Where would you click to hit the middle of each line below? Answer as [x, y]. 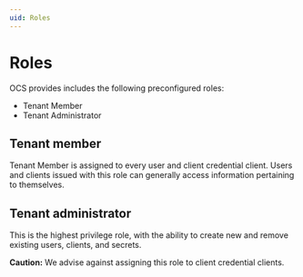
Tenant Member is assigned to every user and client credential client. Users [151, 165]
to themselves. [37, 185]
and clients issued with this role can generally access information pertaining [152, 175]
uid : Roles [30, 18]
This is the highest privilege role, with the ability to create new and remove [149, 235]
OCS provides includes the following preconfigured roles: [117, 88]
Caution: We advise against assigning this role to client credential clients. [147, 262]
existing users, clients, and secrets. [76, 245]
